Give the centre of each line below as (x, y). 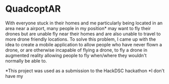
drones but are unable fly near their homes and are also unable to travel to (83, 34)
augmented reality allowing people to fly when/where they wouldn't (76, 55)
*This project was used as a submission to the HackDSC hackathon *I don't (85, 71)
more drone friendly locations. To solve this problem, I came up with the (81, 39)
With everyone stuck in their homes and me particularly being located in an (84, 23)
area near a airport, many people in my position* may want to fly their (78, 28)
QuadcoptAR (33, 9)
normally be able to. (26, 61)
